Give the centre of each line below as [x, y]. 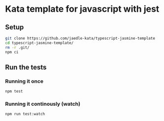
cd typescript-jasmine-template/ [39, 43]
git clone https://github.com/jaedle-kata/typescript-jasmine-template [80, 38]
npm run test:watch [25, 114]
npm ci [12, 52]
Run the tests [26, 67]
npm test [14, 92]
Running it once [24, 81]
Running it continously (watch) [43, 104]
